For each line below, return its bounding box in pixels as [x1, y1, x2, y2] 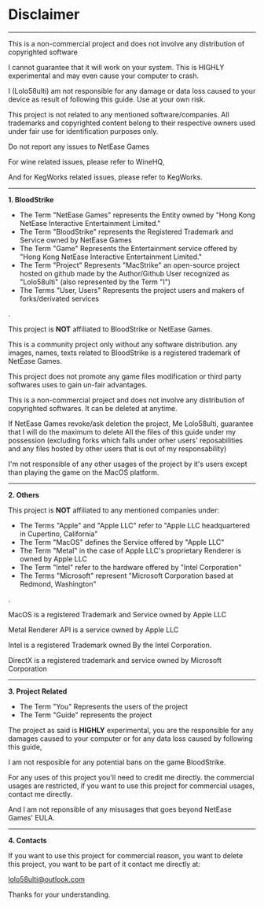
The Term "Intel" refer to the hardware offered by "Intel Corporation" [19, 562, 242, 572]
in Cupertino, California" [19, 529, 98, 539]
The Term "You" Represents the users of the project [19, 702, 189, 711]
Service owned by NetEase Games [19, 235, 132, 245]
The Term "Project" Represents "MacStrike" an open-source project [19, 260, 240, 269]
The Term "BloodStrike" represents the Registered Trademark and [19, 227, 233, 236]
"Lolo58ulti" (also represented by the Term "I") [19, 277, 171, 287]
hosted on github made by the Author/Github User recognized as [19, 268, 230, 278]
